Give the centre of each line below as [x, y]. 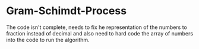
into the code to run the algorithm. [48, 40]
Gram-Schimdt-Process [66, 11]
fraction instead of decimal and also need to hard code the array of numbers [100, 33]
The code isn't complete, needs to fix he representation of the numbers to [97, 27]
